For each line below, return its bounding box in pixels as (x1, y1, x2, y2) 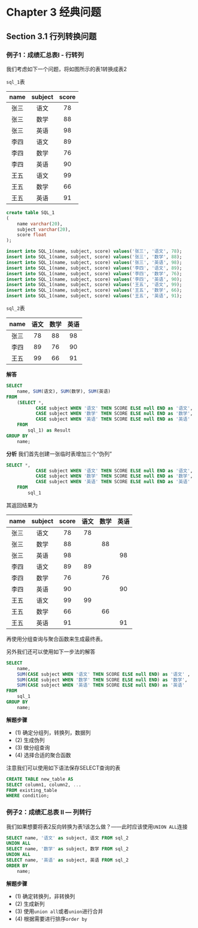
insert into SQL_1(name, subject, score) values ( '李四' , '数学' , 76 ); (6, 270, 182, 276)
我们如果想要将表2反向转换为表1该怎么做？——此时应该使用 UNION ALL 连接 (6, 822, 188, 830)
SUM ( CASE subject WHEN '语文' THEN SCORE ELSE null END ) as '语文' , (17, 671, 190, 677)
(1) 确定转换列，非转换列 (14, 893, 75, 900)
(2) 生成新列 (14, 900, 45, 907)
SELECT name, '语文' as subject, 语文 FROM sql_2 (6, 834, 129, 841)
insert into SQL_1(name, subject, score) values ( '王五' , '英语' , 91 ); (6, 293, 182, 299)
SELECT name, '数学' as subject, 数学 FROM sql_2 (6, 846, 129, 852)
